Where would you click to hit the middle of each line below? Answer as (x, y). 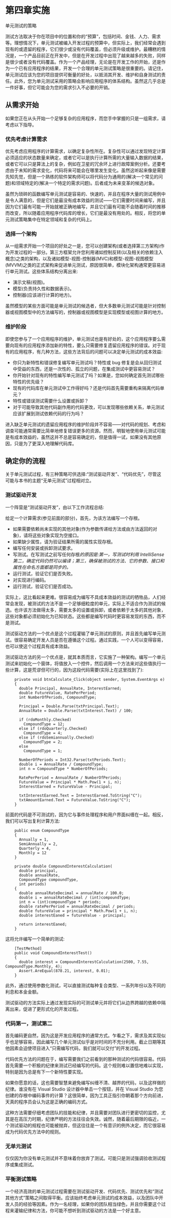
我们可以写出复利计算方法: (33, 821)
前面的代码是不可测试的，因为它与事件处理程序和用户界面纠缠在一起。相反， (85, 815)
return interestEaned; (43, 924)
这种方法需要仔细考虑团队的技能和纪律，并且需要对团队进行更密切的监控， (83, 1113)
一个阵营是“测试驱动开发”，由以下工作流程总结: (55, 507)
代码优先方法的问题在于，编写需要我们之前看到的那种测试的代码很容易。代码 (85, 1059)
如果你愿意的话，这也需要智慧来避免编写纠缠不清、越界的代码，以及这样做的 (85, 1083)
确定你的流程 (25, 461)
